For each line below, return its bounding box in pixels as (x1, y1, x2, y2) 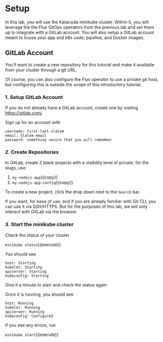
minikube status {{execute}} (5, 241, 61, 247)
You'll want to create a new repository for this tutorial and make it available (5, 61, 155, 67)
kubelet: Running (5, 305, 40, 310)
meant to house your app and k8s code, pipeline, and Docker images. (5, 35, 145, 40)
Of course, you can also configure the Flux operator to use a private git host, (5, 76, 159, 82)
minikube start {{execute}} (5, 331, 59, 337)
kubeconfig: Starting (5, 273, 49, 278)
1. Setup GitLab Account (5, 94, 63, 101)
